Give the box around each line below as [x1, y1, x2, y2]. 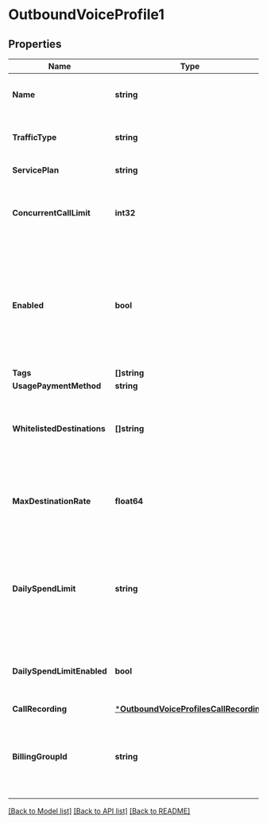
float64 [114, 495, 144, 507]
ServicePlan [12, 165, 60, 176]
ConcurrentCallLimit [12, 208, 91, 218]
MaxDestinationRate [12, 495, 91, 507]
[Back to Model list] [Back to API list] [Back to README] [8, 806, 191, 816]
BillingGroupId [12, 751, 68, 762]
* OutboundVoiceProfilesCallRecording [114, 704, 265, 714]
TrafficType [12, 132, 57, 142]
